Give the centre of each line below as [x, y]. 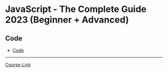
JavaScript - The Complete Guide [76, 9]
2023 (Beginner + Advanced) [67, 20]
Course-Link [18, 64]
